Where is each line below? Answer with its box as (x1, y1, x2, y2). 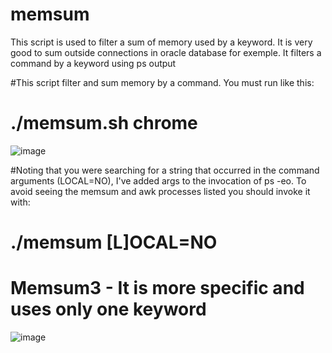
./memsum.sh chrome (10, 112, 198, 135)
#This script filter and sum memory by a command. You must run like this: (10, 76, 315, 88)
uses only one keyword (10, 298, 207, 321)
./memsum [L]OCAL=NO (10, 231, 218, 254)
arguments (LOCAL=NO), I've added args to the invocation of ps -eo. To (10, 174, 307, 187)
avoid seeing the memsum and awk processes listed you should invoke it (10, 185, 311, 197)
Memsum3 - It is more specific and (10, 277, 305, 300)
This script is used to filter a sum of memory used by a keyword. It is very (10, 36, 313, 48)
